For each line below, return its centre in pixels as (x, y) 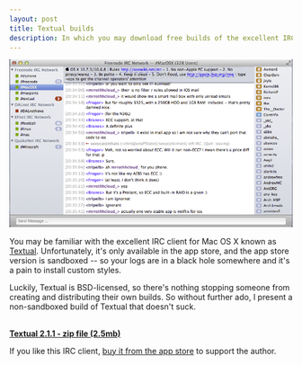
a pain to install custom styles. (65, 270)
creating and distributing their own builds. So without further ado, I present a (151, 297)
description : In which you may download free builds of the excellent (144, 38)
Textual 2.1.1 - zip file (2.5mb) (65, 334)
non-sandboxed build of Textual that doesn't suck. (102, 307)
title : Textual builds (52, 28)
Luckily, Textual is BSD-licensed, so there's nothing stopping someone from (150, 287)
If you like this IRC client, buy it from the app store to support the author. (143, 351)
